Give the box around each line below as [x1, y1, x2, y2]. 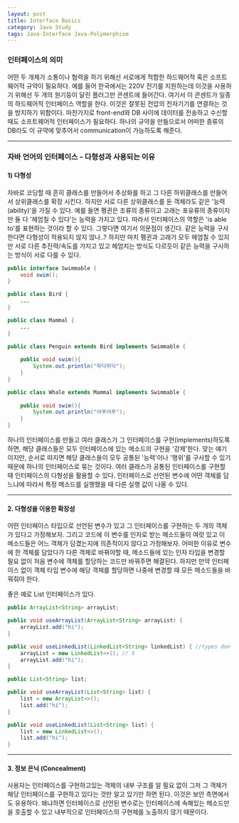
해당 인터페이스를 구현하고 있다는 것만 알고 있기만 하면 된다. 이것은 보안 [7, 790, 205, 799]
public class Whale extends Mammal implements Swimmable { [7, 388, 186, 395]
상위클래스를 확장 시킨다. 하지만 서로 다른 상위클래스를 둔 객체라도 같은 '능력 [14, 197, 225, 206]
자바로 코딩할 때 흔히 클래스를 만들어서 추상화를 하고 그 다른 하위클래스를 [7, 188, 208, 196]
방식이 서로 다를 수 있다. [14, 250, 82, 259]
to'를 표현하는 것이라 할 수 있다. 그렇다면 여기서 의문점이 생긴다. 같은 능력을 [7, 223, 216, 232]
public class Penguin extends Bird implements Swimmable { [7, 343, 186, 350]
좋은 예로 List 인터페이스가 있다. [7, 590, 96, 598]
